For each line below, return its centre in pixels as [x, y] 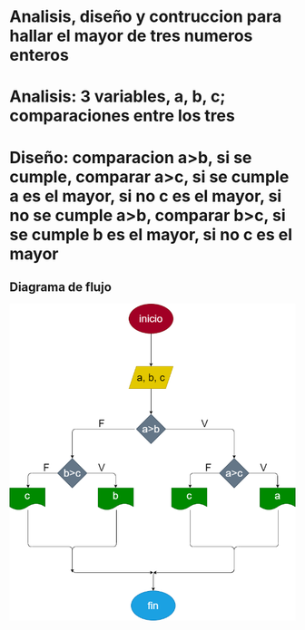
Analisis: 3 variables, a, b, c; [118, 97]
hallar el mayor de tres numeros [131, 36]
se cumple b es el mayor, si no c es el [151, 234]
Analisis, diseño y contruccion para [146, 17]
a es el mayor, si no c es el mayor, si [146, 196]
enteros [39, 55]
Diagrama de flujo [60, 287]
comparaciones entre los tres [123, 116]
